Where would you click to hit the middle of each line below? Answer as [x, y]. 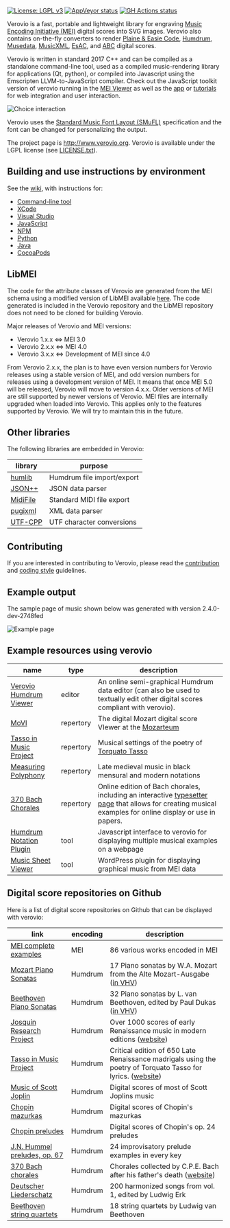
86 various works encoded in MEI [164, 950]
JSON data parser [78, 489]
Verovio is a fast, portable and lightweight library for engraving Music [105, 24]
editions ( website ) [139, 1039]
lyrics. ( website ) [136, 1076]
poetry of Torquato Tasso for [156, 1067]
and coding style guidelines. [47, 571]
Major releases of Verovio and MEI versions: [69, 326]
